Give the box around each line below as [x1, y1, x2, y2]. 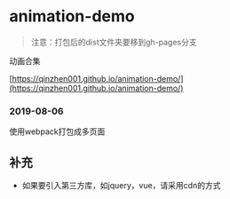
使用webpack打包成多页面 [9, 126, 106, 137]
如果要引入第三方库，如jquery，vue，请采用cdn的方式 [21, 180, 221, 191]
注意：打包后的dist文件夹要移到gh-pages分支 [30, 36, 197, 47]
